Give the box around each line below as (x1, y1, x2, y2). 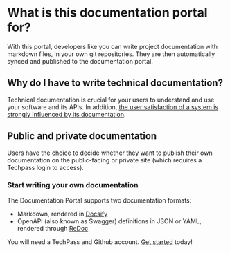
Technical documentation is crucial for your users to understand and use (7, 95, 215, 104)
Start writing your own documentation (7, 180, 139, 190)
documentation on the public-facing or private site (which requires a (7, 156, 202, 164)
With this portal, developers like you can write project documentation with (7, 42, 218, 50)
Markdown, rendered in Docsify (17, 209, 108, 218)
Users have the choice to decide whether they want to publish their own (7, 149, 213, 157)
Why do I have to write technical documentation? (7, 77, 224, 89)
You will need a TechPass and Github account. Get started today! (7, 237, 193, 246)
